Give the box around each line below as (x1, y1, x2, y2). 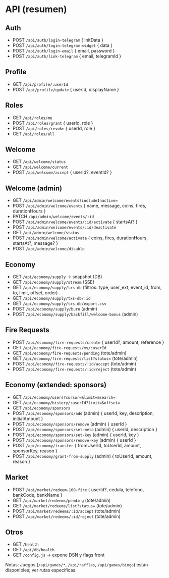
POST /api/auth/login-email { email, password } (12, 48, 115, 54)
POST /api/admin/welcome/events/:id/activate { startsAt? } (12, 219, 138, 225)
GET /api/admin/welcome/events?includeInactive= (12, 197, 118, 203)
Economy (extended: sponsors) (5, 381, 107, 389)
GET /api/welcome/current (12, 164, 68, 170)
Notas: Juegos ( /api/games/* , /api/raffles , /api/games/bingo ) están (5, 562, 148, 568)
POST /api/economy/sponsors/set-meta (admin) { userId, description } (12, 426, 158, 432)
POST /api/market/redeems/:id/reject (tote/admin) (12, 513, 121, 519)
